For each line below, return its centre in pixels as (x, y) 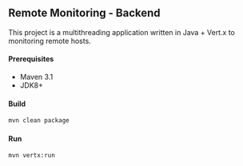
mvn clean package (39, 121)
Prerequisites (31, 59)
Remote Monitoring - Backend (85, 13)
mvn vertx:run (32, 156)
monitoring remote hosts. (50, 41)
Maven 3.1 (36, 77)
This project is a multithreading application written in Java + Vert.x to (122, 32)
